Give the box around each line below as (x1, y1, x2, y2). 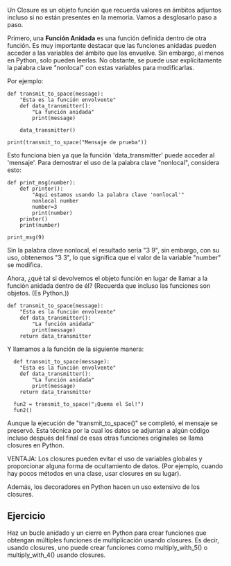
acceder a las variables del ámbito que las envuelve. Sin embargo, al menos (7, 49, 224, 57)
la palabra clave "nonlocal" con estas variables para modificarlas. (7, 64, 195, 71)
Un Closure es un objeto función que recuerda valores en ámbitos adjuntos (7, 6, 222, 14)
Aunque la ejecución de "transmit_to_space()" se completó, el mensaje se (7, 419, 219, 427)
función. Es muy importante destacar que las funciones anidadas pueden (7, 42, 216, 49)
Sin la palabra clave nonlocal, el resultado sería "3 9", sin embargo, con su (7, 246, 220, 254)
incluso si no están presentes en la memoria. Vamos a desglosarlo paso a (7, 13, 217, 22)
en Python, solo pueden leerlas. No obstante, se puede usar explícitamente (7, 56, 222, 65)
